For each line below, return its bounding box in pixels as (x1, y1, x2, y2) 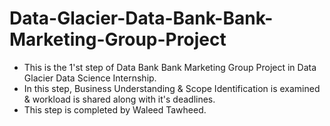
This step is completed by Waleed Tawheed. (23, 103, 207, 116)
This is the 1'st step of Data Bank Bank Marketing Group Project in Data (23, 61, 317, 73)
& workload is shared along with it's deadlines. (23, 93, 216, 105)
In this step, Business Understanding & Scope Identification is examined (23, 82, 321, 94)
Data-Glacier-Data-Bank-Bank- (9, 7, 274, 30)
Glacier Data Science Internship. (23, 72, 157, 84)
